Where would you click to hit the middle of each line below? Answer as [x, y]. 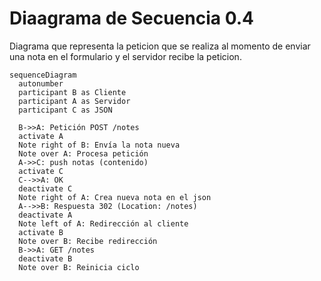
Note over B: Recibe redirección [88, 241]
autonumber [41, 83]
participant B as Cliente [72, 92]
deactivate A [45, 215]
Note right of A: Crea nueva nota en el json [115, 197]
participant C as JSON [65, 110]
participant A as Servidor [74, 101]
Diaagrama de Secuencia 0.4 [132, 18]
